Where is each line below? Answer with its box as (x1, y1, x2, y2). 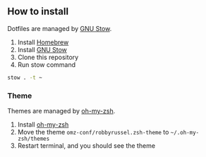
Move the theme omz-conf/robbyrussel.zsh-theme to (17, 127, 169, 136)
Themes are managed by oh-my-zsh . (7, 106, 116, 115)
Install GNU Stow (17, 45, 67, 54)
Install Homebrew (17, 38, 69, 46)
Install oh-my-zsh (17, 120, 69, 129)
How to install (7, 6, 69, 18)
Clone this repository (17, 53, 79, 61)
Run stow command (17, 60, 76, 69)
